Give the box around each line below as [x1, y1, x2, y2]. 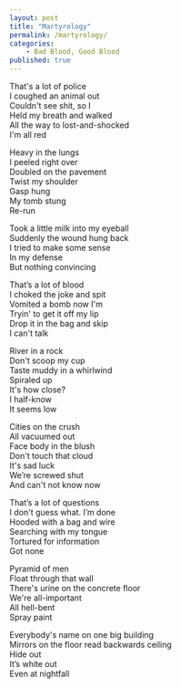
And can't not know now [9, 480, 101, 490]
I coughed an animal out [9, 90, 100, 101]
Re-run [9, 205, 36, 215]
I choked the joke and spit [9, 289, 106, 299]
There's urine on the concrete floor [9, 583, 141, 593]
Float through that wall [9, 573, 94, 584]
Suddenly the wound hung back [9, 233, 129, 243]
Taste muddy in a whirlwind [9, 365, 113, 375]
